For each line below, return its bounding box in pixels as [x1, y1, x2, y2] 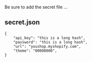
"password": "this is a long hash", [13, 40, 88, 44]
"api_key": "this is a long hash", [13, 35, 86, 41]
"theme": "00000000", [13, 48, 57, 53]
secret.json [4, 18, 40, 26]
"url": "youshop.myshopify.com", [13, 44, 81, 49]
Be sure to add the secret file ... [4, 4, 68, 10]
